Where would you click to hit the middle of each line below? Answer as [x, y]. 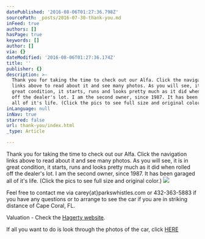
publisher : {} [24, 69]
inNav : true [21, 114]
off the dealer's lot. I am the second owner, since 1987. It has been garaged [101, 174]
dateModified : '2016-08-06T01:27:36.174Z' [61, 57]
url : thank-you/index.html [41, 126]
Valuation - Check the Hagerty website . [56, 217]
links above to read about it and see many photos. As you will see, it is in [97, 160]
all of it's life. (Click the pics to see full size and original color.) [84, 181]
